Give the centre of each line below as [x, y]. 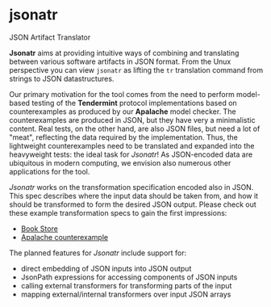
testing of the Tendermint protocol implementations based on [134, 103]
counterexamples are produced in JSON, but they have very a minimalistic [132, 120]
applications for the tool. [50, 171]
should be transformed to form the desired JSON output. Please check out [133, 204]
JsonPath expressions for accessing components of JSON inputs [129, 277]
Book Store [40, 229]
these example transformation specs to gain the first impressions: [118, 212]
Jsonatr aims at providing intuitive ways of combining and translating [124, 53]
